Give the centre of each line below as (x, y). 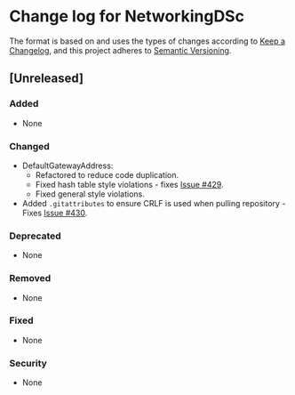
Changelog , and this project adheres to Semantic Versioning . (120, 50)
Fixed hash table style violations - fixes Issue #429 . (129, 184)
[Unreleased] (47, 79)
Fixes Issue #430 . (55, 213)
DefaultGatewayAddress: (68, 165)
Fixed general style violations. (90, 194)
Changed (30, 146)
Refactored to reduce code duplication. (107, 174)
